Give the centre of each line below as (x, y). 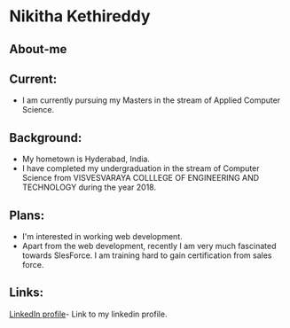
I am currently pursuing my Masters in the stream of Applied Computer (151, 100)
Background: (46, 138)
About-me (38, 49)
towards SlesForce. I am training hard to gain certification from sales (147, 255)
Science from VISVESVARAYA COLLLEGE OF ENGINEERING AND (141, 178)
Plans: (27, 215)
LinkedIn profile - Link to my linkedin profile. (88, 314)
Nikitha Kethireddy (80, 16)
